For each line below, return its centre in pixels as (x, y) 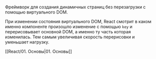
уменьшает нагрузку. (27, 42)
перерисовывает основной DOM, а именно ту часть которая (68, 32)
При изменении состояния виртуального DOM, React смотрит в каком (78, 22)
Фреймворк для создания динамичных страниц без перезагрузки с (75, 7)
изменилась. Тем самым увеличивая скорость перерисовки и (70, 37)
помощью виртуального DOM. (36, 12)
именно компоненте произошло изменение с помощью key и (69, 27)
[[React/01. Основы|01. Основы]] (38, 51)
